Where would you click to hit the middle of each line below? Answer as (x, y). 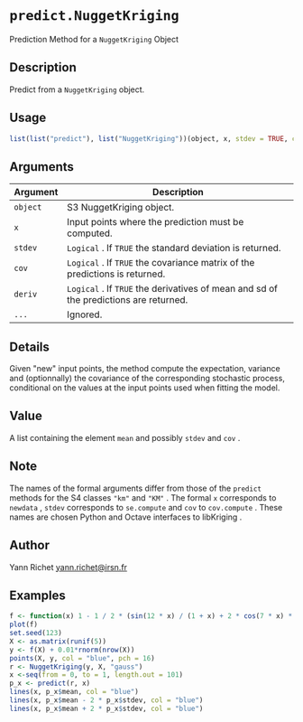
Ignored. (85, 314)
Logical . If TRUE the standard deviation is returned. (174, 248)
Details (29, 347)
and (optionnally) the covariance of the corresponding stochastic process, (147, 379)
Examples (37, 595)
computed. (90, 233)
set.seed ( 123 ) (36, 633)
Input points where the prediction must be (156, 222)
